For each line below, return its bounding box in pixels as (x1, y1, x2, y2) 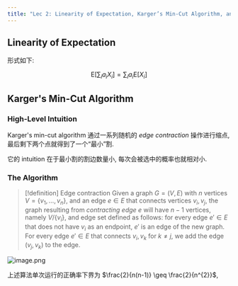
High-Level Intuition (7, 114, 78, 124)
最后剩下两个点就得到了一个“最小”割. (7, 139, 115, 148)
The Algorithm (7, 173, 59, 183)
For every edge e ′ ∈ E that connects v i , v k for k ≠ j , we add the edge (24, 231, 225, 241)
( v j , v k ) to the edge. (24, 241, 81, 251)
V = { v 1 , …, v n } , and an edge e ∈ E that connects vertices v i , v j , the (24, 196, 218, 207)
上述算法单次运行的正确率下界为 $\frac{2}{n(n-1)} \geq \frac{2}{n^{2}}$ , (7, 270, 218, 280)
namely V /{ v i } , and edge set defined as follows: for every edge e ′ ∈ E (24, 213, 228, 223)
